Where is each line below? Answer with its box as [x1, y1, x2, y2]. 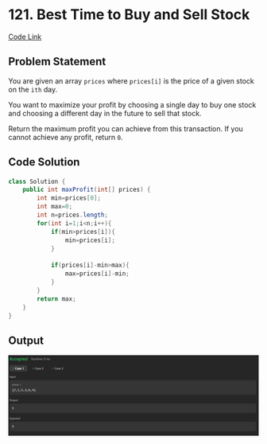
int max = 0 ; [37, 203, 73, 211]
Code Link [8, 32, 42, 41]
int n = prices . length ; [37, 211, 109, 220]
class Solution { [8, 177, 66, 185]
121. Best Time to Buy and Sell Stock [8, 6, 250, 24]
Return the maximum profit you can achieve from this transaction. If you [8, 123, 244, 133]
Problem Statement [8, 55, 106, 68]
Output [8, 333, 44, 347]
